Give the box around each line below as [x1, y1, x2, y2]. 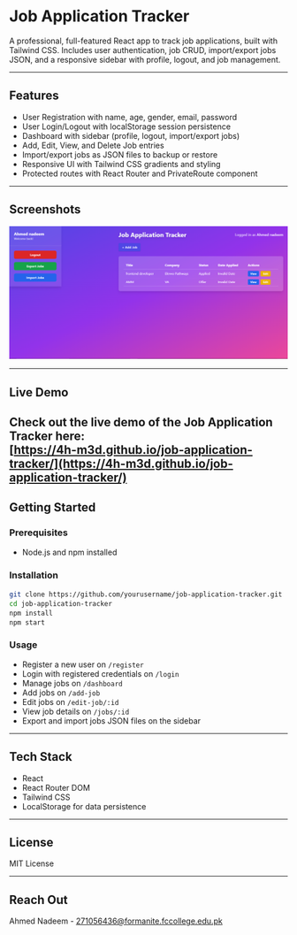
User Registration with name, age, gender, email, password [21, 111, 238, 122]
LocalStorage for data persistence [21, 801, 147, 811]
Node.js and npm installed [21, 547, 118, 557]
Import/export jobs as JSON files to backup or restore [21, 149, 218, 160]
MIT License [9, 858, 55, 869]
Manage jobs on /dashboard [21, 678, 124, 688]
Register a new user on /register [21, 659, 144, 670]
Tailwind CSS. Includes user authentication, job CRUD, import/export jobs [9, 44, 277, 55]
